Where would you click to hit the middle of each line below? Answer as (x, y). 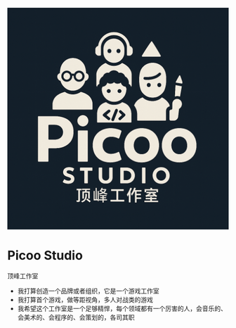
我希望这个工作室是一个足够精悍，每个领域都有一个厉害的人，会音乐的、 (122, 308)
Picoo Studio (45, 256)
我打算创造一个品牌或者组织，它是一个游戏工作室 (88, 291)
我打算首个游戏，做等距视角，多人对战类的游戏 (85, 299)
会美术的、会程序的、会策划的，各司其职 (76, 317)
